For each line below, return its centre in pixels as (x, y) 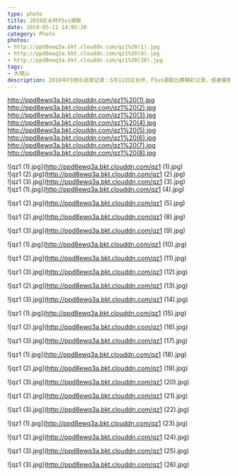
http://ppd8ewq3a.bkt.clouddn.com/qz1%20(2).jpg (82, 108)
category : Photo (31, 34)
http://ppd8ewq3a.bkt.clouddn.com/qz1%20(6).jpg (82, 138)
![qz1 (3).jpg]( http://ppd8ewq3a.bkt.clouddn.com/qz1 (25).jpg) (98, 451)
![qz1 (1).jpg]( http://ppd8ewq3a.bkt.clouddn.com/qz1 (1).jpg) (95, 167)
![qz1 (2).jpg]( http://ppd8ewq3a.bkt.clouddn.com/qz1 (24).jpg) (98, 437)
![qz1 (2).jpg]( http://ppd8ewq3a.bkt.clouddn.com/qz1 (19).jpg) (98, 368)
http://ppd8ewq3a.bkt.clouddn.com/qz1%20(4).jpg (82, 123)
